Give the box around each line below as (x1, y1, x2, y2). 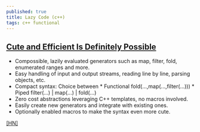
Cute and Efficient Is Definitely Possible (6, 42, 156, 52)
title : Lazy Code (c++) (6, 14, 66, 20)
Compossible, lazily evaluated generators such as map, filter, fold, (14, 58, 177, 65)
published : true (6, 8, 47, 15)
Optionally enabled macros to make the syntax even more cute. (14, 108, 171, 115)
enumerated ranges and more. (14, 64, 90, 71)
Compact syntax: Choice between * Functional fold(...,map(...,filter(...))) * (14, 83, 195, 90)
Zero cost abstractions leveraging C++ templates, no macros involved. (14, 96, 188, 103)
